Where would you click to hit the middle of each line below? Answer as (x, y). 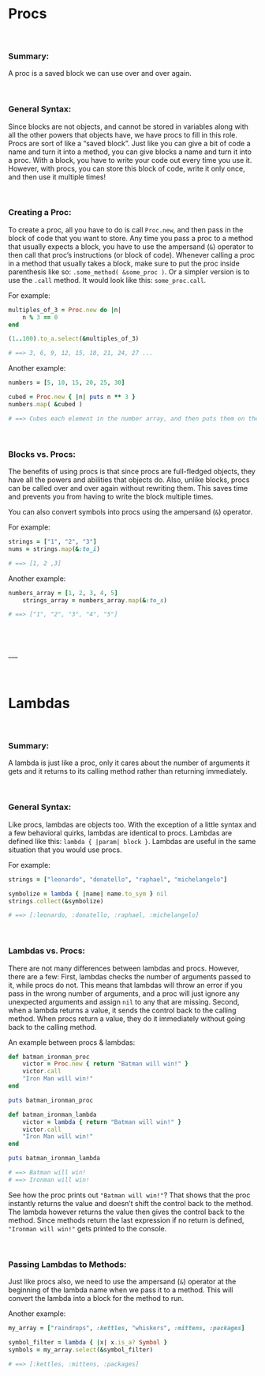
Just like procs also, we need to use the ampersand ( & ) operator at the (122, 1282)
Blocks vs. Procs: (42, 454)
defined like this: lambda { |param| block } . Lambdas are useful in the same (132, 841)
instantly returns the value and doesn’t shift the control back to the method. (131, 1203)
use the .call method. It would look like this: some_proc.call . (107, 280)
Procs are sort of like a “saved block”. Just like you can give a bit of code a (129, 143)
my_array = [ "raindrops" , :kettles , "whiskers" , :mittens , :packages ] (127, 1329)
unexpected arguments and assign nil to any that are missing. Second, (124, 1001)
